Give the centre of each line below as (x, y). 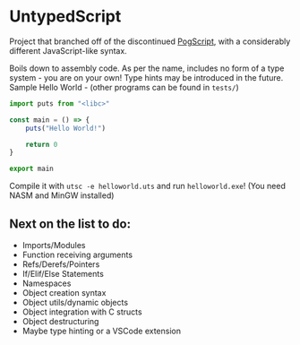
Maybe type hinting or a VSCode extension (102, 331)
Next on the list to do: (70, 224)
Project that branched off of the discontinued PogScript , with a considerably (150, 41)
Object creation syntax (64, 293)
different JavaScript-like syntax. (68, 50)
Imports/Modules (54, 245)
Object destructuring (60, 321)
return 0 (42, 144)
